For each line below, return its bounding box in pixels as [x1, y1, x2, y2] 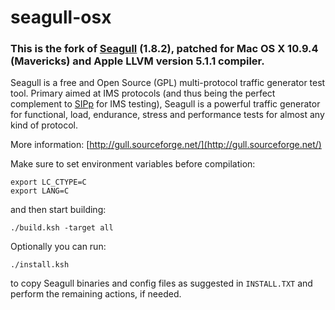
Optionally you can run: [10, 241, 107, 253]
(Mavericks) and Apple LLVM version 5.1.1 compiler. [10, 54, 265, 68]
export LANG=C [10, 186, 70, 196]
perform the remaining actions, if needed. [10, 288, 182, 300]
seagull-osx [10, 6, 112, 29]
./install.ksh [10, 260, 70, 270]
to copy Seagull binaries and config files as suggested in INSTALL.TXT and [10, 277, 313, 290]
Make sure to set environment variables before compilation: [10, 158, 256, 170]
